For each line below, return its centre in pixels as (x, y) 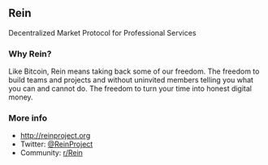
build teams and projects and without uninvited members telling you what (131, 80)
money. (21, 97)
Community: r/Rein (52, 153)
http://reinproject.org (55, 136)
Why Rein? (30, 53)
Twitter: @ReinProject (56, 144)
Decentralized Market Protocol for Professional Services (102, 32)
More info (28, 118)
